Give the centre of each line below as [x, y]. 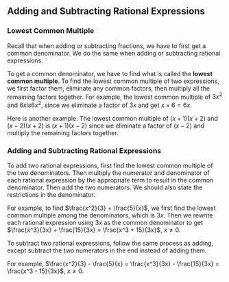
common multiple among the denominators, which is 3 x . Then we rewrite [110, 215]
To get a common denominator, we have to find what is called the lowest [110, 73]
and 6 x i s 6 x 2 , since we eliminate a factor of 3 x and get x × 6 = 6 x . [99, 104]
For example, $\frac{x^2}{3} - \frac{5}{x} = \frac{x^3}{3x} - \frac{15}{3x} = [113, 264]
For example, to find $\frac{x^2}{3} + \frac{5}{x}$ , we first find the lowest [111, 208]
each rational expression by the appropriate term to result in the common [110, 180]
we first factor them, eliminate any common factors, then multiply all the [109, 88]
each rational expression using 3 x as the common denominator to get [105, 223]
